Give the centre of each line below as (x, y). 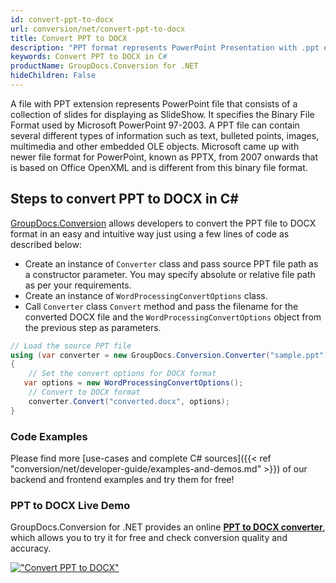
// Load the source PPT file (71, 346)
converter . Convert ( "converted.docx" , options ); (129, 401)
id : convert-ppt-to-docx (62, 19)
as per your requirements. (78, 285)
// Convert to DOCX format (84, 392)
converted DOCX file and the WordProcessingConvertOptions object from (173, 317)
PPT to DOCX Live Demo (70, 505)
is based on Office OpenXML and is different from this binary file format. (159, 167)
